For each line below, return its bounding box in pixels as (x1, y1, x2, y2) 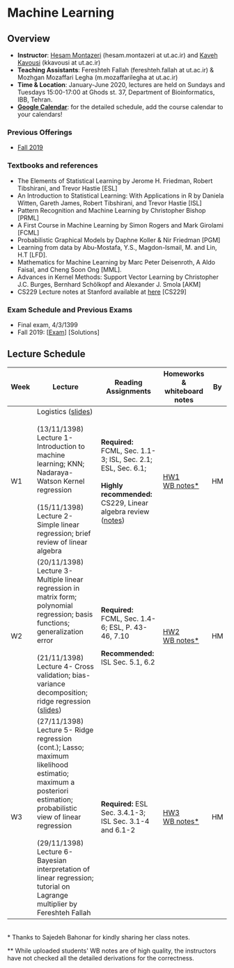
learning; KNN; (37, 459, 85, 468)
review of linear (37, 537, 88, 547)
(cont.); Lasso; (37, 743, 84, 752)
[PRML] (17, 214, 40, 222)
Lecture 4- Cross (37, 661, 94, 671)
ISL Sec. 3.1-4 (100, 816, 150, 826)
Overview (7, 33, 51, 45)
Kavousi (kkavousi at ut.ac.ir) (17, 58, 101, 67)
